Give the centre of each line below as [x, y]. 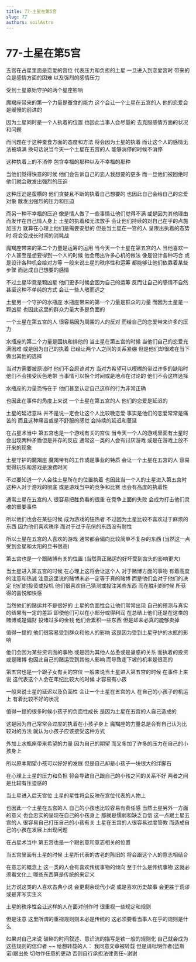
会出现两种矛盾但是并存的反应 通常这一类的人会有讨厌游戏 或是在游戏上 [92, 440]
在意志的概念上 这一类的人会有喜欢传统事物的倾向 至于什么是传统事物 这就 [95, 867]
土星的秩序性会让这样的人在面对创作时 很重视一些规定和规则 [78, 906]
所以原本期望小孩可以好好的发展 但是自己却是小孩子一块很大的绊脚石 [89, 763]
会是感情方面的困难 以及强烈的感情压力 [53, 78]
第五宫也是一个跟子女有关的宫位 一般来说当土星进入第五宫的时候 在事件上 [94, 672]
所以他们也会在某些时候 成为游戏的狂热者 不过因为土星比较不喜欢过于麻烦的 [97, 519]
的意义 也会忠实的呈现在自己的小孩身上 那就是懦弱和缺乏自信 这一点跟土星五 [98, 815]
